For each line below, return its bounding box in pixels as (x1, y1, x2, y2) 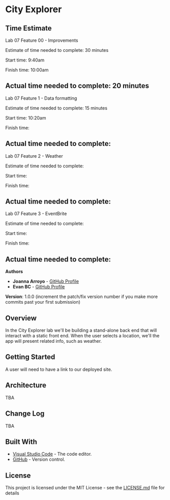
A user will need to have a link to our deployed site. (5, 366, 112, 372)
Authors (5, 269, 23, 275)
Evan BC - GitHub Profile (12, 284, 65, 290)
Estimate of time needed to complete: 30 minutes (5, 47, 108, 53)
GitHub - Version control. (12, 456, 65, 462)
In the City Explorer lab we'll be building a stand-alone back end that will (5, 327, 157, 334)
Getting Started (5, 352, 55, 362)
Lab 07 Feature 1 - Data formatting (5, 95, 77, 101)
